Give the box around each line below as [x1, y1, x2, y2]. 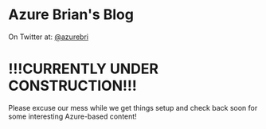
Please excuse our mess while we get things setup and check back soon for [8, 103, 258, 112]
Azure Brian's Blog [8, 6, 134, 24]
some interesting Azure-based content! [8, 111, 137, 121]
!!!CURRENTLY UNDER [8, 60, 159, 78]
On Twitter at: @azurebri [8, 32, 89, 41]
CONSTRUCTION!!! [8, 77, 137, 95]
